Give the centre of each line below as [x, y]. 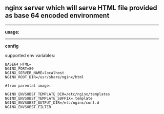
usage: [12, 32]
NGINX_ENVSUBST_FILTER [28, 107]
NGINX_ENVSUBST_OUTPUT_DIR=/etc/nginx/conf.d [52, 103]
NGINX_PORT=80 [20, 68]
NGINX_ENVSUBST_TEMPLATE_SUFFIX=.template [49, 98]
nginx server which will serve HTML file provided [81, 8]
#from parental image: [28, 85]
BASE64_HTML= [18, 64]
